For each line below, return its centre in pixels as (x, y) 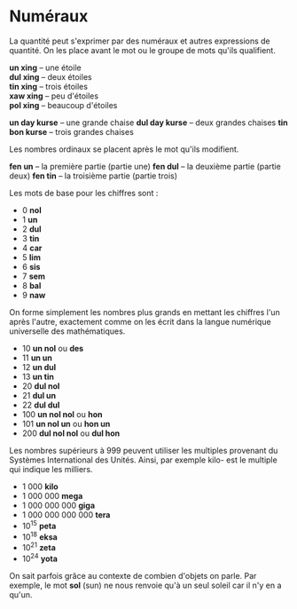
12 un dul (39, 367)
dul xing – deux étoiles (51, 76)
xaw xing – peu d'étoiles (54, 96)
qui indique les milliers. (51, 469)
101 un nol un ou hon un (66, 423)
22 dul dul (41, 405)
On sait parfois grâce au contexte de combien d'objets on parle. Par (133, 575)
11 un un (37, 358)
